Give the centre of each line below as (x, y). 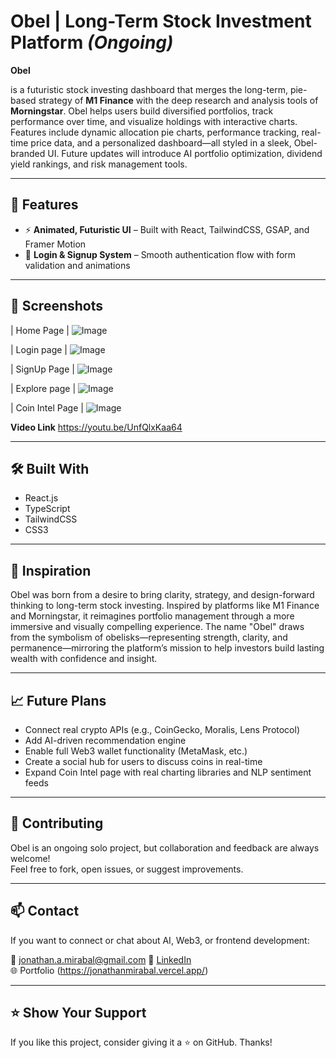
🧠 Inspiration (51, 570)
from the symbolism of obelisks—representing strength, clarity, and (149, 637)
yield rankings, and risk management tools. (99, 164)
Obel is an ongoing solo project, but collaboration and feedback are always (165, 847)
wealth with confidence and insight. (84, 659)
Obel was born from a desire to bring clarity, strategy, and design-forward (162, 595)
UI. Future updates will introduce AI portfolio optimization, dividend (185, 153)
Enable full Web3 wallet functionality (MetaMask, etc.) (136, 751)
